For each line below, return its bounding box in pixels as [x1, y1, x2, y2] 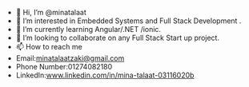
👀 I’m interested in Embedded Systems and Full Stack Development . [15, 16, 242, 26]
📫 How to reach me [15, 42, 82, 51]
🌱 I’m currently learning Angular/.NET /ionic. [15, 25, 162, 34]
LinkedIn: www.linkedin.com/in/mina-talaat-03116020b [15, 70, 195, 80]
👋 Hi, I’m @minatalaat [15, 8, 86, 17]
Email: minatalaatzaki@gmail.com [15, 53, 125, 63]
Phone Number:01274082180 [15, 62, 113, 71]
